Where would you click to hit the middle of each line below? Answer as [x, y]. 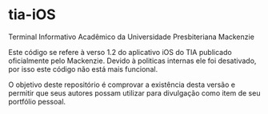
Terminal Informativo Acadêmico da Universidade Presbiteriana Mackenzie [131, 37]
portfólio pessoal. [37, 101]
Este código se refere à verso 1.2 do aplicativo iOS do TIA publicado [120, 52]
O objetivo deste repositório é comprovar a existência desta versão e [122, 85]
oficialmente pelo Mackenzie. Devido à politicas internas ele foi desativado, [132, 61]
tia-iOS [32, 15]
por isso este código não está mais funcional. [83, 69]
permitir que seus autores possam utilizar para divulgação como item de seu [134, 92]
